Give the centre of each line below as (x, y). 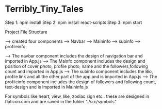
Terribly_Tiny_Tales (44, 9)
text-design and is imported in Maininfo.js (47, 87)
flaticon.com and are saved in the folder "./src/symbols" (61, 101)
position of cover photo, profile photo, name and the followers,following (77, 66)
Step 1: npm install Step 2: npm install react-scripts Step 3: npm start (73, 22)
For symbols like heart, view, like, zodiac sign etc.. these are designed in (77, 96)
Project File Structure (26, 32)
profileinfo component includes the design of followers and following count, (81, 82)
